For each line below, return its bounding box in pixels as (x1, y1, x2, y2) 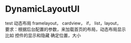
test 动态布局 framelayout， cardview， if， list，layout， (5, 20, 122, 26)
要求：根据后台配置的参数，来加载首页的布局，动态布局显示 (5, 26, 126, 32)
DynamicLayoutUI (5, 3, 80, 15)
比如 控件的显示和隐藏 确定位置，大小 (5, 32, 81, 38)
